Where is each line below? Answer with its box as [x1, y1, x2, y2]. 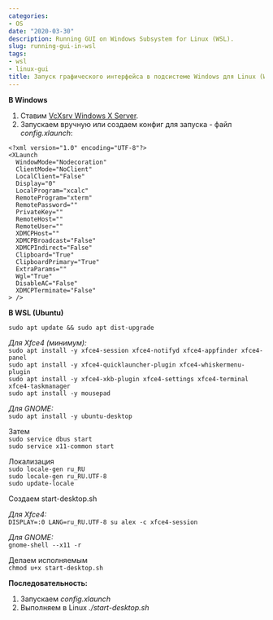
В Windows [8, 95, 48, 104]
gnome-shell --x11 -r [8, 541, 82, 549]
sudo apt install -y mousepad [8, 389, 111, 398]
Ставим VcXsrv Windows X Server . [19, 111, 139, 121]
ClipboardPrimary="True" [15, 257, 100, 266]
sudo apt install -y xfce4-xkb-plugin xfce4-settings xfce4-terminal [8, 375, 249, 383]
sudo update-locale [8, 479, 75, 487]
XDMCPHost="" [15, 229, 60, 237]
